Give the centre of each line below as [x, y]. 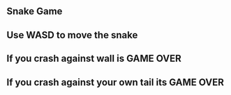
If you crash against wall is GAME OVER [94, 59]
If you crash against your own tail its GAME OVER [115, 82]
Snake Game [35, 11]
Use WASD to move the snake [72, 35]
